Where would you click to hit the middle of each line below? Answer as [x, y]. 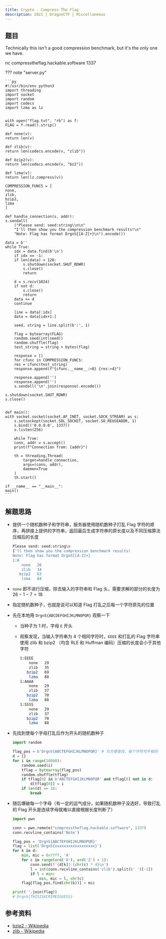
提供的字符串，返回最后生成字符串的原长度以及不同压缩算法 [99, 531]
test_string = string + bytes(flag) [52, 347]
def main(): [17, 413]
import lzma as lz [24, 108]
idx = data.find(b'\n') [39, 252]
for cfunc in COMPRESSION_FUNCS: [49, 360]
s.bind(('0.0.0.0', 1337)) [42, 426]
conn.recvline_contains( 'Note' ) [46, 833]
